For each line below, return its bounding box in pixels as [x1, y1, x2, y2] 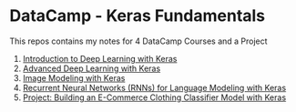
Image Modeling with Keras [22, 72, 126, 83]
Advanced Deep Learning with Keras [22, 63, 161, 74]
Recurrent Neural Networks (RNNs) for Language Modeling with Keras [22, 82, 287, 93]
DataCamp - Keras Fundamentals [9, 5, 266, 26]
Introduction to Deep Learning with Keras [22, 53, 178, 64]
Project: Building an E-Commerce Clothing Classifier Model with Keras [22, 92, 287, 103]
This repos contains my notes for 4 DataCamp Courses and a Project [9, 36, 268, 46]
